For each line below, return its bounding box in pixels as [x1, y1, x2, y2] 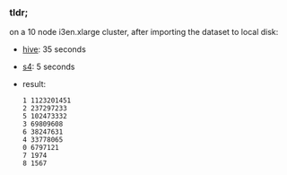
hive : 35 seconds [22, 44, 87, 55]
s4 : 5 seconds [22, 61, 75, 73]
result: [22, 79, 47, 90]
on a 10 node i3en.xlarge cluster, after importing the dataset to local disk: [9, 27, 279, 38]
